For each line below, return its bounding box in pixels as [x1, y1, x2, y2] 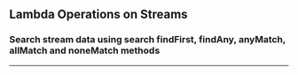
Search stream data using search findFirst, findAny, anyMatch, [9, 34, 286, 46]
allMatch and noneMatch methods [9, 44, 161, 56]
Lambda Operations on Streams [9, 7, 188, 22]
